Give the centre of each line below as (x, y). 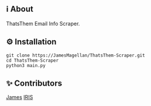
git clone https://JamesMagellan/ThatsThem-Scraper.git (75, 55)
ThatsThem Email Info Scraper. (43, 23)
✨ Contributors (34, 84)
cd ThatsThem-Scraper (32, 60)
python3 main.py (26, 65)
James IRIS (20, 97)
